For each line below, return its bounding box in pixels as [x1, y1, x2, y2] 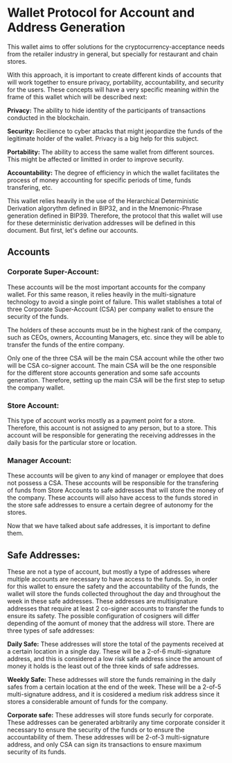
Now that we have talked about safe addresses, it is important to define [7, 522, 211, 530]
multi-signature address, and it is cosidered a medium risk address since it [7, 690, 220, 699]
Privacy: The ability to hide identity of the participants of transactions [7, 106, 206, 114]
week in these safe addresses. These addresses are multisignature [7, 597, 198, 606]
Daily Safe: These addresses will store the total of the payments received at [7, 640, 224, 649]
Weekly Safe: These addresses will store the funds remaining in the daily [7, 676, 216, 684]
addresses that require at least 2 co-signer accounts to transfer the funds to [7, 604, 224, 613]
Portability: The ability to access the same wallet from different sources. [7, 148, 215, 156]
